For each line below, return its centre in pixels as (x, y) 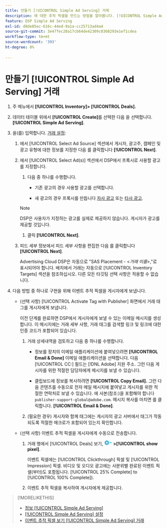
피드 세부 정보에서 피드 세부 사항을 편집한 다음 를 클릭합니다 (77, 246)
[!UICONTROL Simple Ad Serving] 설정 (64, 514)
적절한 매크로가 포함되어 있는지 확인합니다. (82, 422)
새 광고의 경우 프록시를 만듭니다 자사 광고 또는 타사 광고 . (89, 198)
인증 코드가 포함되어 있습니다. (48, 330)
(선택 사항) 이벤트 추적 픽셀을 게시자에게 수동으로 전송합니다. (79, 433)
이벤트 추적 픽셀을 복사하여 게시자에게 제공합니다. (75, 488)
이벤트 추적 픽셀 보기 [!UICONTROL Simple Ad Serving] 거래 (84, 520)
